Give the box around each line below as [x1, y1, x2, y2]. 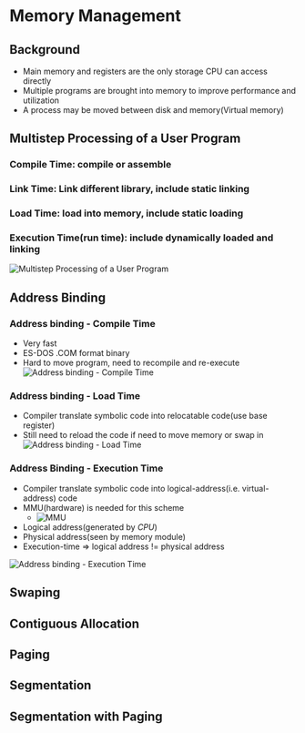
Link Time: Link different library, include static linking [9, 183, 250, 196]
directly [22, 76, 52, 87]
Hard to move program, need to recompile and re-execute [22, 357, 240, 369]
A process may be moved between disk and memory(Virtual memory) [22, 105, 284, 115]
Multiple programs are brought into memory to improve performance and [22, 86, 297, 96]
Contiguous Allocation [9, 616, 139, 631]
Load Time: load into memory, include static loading [9, 207, 244, 219]
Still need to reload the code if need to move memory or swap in [22, 430, 264, 441]
